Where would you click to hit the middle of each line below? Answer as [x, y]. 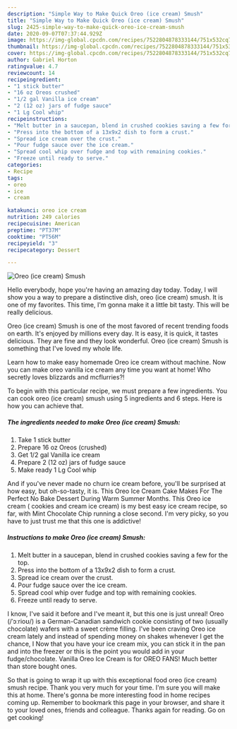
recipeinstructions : [38, 119]
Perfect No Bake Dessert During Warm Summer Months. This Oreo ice [109, 499]
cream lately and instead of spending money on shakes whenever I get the [116, 636]
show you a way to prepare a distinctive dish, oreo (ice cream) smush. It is [115, 297]
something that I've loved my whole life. [65, 349]
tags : [15, 178]
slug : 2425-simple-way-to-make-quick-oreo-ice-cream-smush [96, 27]
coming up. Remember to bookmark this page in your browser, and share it [116, 703]
